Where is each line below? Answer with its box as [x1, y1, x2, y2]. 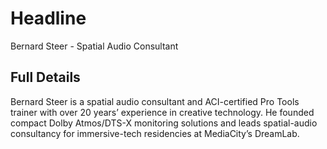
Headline [10, 7, 87, 30]
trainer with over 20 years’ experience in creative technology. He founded [10, 106, 315, 118]
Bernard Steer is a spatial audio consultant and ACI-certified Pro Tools [10, 95, 300, 107]
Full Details [10, 69, 81, 86]
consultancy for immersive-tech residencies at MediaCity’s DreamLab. [10, 127, 300, 139]
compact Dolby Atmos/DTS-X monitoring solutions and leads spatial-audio [10, 117, 318, 129]
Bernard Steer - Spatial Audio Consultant [10, 40, 179, 52]
